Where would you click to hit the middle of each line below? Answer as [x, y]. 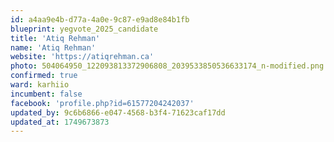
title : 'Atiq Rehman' [55, 38]
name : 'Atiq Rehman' [53, 47]
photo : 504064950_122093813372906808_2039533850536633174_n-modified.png [167, 66]
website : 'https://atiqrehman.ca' [82, 57]
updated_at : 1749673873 [60, 122]
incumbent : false [46, 94]
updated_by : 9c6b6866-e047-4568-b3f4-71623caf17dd [118, 112]
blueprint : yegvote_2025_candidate [84, 29]
